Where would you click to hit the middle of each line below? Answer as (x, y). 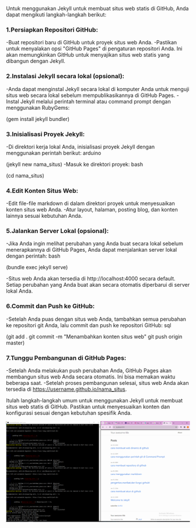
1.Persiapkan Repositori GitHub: (52, 30)
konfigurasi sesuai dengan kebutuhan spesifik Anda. (69, 413)
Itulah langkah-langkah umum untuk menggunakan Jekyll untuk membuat (94, 401)
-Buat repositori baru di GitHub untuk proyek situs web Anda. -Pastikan (92, 43)
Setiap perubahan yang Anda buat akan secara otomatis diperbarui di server (98, 285)
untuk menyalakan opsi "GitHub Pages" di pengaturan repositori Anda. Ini (94, 48)
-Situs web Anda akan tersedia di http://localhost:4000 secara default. (91, 279)
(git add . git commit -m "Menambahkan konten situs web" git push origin (94, 336)
